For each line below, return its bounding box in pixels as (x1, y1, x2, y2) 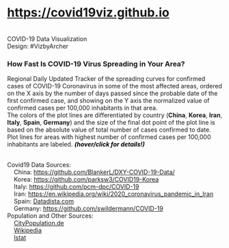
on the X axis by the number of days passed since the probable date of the (7, 89, 218, 97)
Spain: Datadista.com (13, 197, 74, 206)
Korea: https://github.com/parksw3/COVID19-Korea (13, 175, 159, 184)
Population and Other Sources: (7, 212, 94, 220)
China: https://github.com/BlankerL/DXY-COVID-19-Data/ (13, 168, 176, 176)
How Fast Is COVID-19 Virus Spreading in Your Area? (7, 59, 185, 69)
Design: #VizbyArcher (7, 42, 69, 50)
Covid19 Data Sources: (7, 161, 72, 169)
